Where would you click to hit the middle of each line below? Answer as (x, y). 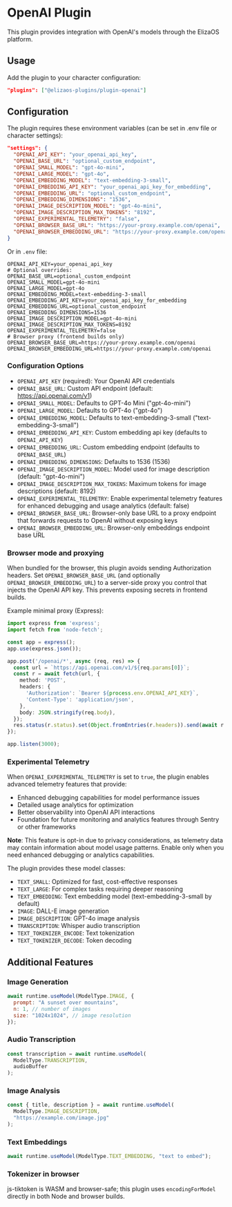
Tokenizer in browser (43, 1174)
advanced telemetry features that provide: (67, 784)
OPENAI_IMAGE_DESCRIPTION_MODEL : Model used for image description (113, 469)
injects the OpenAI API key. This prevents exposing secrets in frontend (107, 590)
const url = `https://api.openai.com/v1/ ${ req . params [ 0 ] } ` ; (101, 668)
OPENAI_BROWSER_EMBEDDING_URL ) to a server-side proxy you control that (107, 583)
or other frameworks (46, 827)
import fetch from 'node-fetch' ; (55, 630)
